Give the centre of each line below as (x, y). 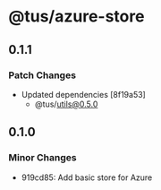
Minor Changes (42, 158)
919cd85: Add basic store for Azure (87, 177)
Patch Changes (42, 75)
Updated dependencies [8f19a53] (84, 94)
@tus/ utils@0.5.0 (66, 104)
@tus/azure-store (76, 17)
